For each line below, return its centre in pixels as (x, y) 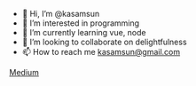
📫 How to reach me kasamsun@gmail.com (101, 52)
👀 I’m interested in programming (81, 23)
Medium (24, 72)
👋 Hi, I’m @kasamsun (61, 14)
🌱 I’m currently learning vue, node (84, 32)
